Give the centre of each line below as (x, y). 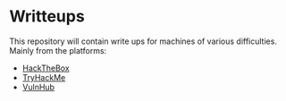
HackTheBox (46, 68)
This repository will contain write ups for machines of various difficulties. (143, 41)
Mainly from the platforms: (58, 50)
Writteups (47, 17)
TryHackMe (44, 77)
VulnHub (38, 87)
